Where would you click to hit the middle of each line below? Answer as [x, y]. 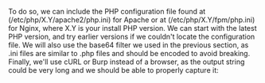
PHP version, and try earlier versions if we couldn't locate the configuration [132, 36]
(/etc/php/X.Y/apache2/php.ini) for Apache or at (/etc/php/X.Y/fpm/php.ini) [132, 20]
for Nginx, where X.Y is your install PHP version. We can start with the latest [132, 28]
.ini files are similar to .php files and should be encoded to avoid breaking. [129, 53]
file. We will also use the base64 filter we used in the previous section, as [129, 45]
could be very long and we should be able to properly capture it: [113, 70]
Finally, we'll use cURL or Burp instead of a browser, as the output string [127, 62]
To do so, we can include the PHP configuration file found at [107, 11]
